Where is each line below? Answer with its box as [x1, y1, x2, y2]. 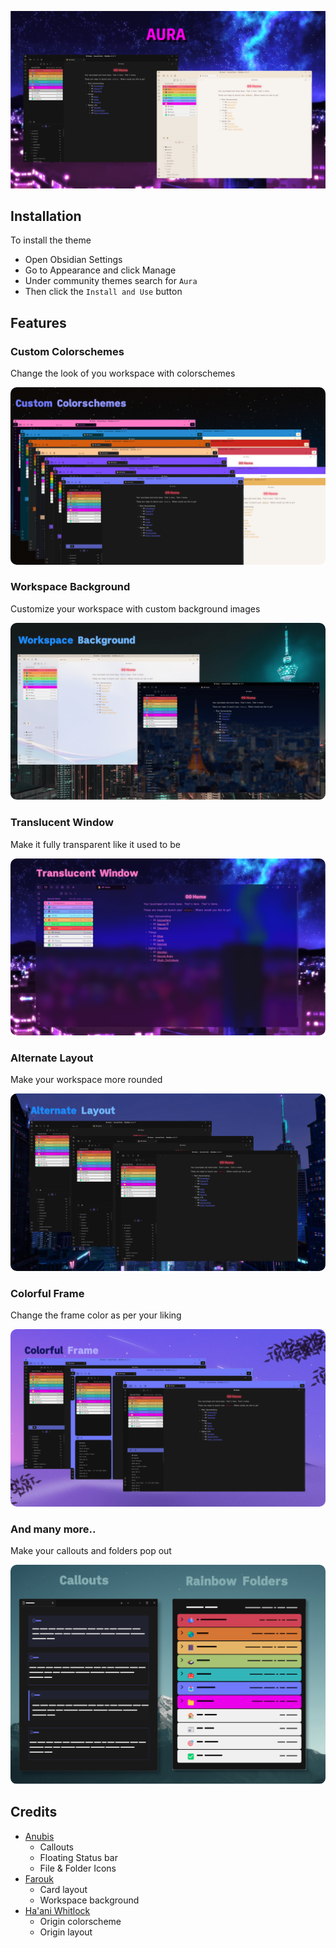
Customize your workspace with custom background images [10, 602, 261, 615]
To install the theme [10, 234, 92, 246]
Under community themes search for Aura [24, 275, 198, 287]
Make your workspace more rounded [10, 1074, 163, 1086]
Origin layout [39, 1926, 93, 1938]
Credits [10, 1804, 58, 1821]
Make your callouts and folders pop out [10, 1544, 172, 1556]
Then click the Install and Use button [24, 286, 183, 298]
